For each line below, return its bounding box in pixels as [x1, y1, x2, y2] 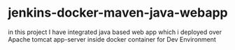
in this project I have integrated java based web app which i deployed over [8, 28, 222, 36]
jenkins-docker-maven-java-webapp [8, 5, 228, 21]
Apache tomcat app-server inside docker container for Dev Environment [8, 35, 216, 43]
